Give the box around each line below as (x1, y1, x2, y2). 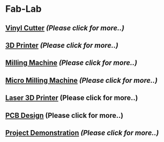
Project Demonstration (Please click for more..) (5, 128, 159, 137)
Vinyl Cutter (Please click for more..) (5, 24, 125, 32)
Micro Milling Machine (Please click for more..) (5, 76, 158, 85)
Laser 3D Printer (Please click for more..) (5, 94, 138, 102)
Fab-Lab (5, 3, 42, 15)
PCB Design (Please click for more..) (5, 111, 124, 120)
